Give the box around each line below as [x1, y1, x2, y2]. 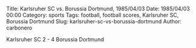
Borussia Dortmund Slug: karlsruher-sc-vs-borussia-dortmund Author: [6, 18, 182, 25]
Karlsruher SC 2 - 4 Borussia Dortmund [6, 36, 104, 43]
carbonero [6, 24, 33, 31]
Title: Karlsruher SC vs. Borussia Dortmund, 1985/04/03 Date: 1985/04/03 [6, 5, 190, 12]
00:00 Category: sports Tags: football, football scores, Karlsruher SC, [6, 11, 179, 19]
